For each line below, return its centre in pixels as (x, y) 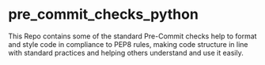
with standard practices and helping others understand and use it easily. (126, 52)
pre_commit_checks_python (104, 14)
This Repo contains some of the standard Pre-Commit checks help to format (132, 36)
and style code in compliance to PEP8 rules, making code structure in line (128, 44)
